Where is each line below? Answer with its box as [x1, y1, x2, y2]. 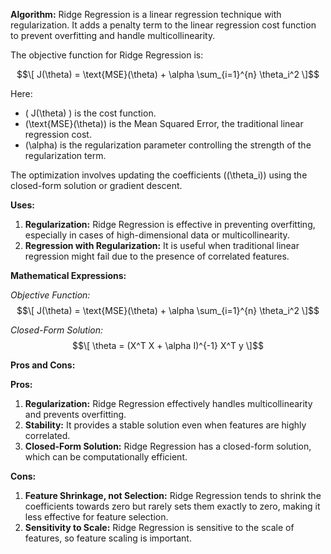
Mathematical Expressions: [10, 270, 127, 281]
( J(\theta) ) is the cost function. [24, 107, 157, 119]
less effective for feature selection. [24, 511, 169, 523]
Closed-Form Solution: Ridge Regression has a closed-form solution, [24, 440, 312, 452]
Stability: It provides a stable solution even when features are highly [24, 419, 307, 431]
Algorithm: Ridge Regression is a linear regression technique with [10, 9, 282, 20]
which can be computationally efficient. [24, 451, 188, 463]
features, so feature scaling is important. [24, 532, 192, 544]
